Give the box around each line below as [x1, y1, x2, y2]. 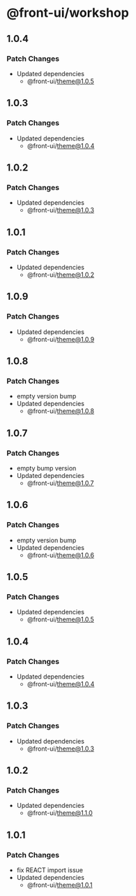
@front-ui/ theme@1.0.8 [27, 407, 95, 415]
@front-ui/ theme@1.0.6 [27, 551, 95, 559]
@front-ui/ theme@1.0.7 [27, 479, 95, 487]
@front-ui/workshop [6, 5, 130, 21]
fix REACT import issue [16, 866, 83, 874]
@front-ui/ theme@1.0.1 [27, 881, 93, 889]
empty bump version [16, 464, 77, 472]
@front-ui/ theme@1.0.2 [27, 270, 95, 279]
